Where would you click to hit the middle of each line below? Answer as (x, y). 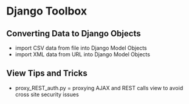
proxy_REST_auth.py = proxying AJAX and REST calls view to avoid (99, 88)
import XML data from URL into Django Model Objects (83, 54)
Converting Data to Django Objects (74, 34)
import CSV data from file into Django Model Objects (81, 48)
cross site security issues (47, 94)
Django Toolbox (46, 11)
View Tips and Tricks (47, 73)
